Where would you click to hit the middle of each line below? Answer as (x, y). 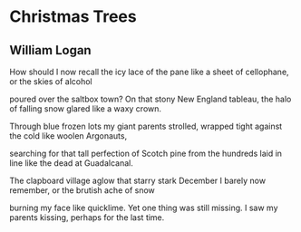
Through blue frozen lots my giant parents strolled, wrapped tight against (146, 126)
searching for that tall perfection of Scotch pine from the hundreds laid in (146, 153)
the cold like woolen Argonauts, (68, 136)
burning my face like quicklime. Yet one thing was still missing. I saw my (144, 208)
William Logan (51, 50)
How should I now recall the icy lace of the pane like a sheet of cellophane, (149, 72)
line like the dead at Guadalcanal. (71, 163)
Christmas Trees (73, 17)
